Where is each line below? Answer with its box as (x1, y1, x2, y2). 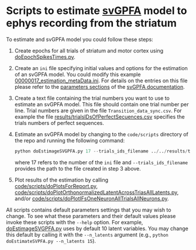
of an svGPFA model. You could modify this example (14, 71, 141, 78)
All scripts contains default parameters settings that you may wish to (6, 206, 171, 213)
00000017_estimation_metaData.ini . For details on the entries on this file (14, 77, 188, 84)
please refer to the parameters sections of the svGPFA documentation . (14, 83, 185, 90)
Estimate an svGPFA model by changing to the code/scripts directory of (14, 130, 189, 138)
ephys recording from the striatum (6, 16, 177, 30)
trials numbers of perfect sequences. (14, 119, 104, 126)
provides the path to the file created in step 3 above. (14, 165, 142, 172)
